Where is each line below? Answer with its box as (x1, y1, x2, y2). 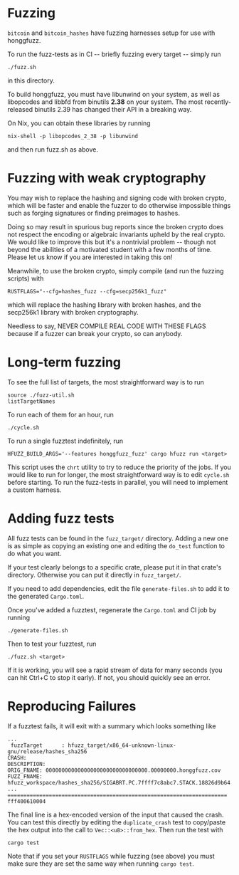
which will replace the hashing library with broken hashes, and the (7, 300, 201, 309)
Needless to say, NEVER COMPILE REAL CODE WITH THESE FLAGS (7, 322, 206, 330)
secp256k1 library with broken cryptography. (7, 308, 139, 316)
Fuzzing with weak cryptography (7, 170, 206, 187)
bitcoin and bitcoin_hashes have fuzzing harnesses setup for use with (7, 28, 216, 37)
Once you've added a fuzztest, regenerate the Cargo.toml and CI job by (7, 605, 217, 614)
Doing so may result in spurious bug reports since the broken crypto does (7, 222, 224, 231)
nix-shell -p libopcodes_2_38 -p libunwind (7, 132, 139, 140)
